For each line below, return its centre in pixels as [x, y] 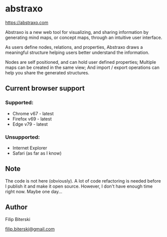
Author [16, 207]
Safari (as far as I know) [37, 153]
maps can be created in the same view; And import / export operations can [82, 67]
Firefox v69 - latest [32, 119]
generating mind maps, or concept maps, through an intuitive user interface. [84, 37]
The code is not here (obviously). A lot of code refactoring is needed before [83, 181]
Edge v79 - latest [30, 124]
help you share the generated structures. [47, 72]
